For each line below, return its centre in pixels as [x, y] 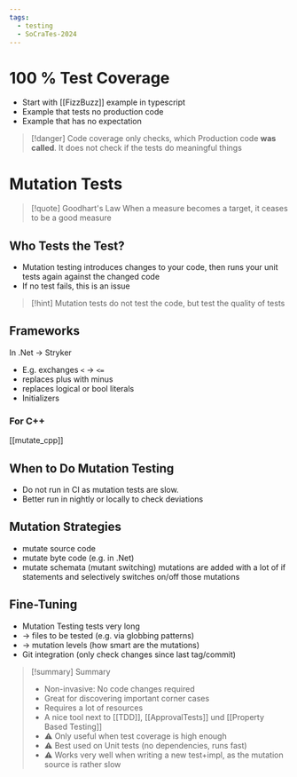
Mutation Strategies [66, 527]
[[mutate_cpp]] [36, 440]
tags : [19, 17]
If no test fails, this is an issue [76, 286]
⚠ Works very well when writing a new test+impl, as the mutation [164, 755]
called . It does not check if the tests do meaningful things [136, 148]
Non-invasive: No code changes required [119, 688]
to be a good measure [71, 218]
